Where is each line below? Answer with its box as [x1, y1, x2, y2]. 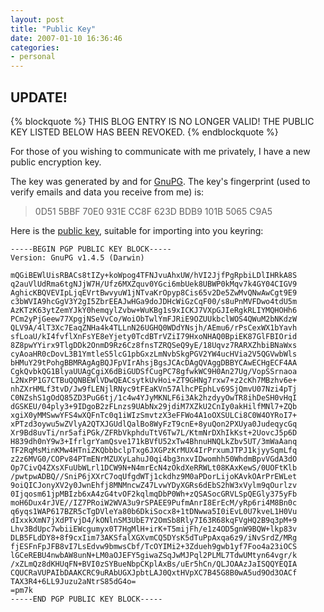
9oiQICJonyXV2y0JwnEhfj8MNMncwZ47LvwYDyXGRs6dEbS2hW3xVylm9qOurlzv [10, 480, 298, 490]
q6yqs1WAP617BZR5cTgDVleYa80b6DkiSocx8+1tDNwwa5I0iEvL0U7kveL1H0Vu [10, 506, 298, 516]
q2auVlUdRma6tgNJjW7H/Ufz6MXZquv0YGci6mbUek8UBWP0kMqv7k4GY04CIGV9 [10, 279, 298, 289]
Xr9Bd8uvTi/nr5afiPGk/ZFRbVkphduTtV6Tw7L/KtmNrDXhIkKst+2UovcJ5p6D [10, 427, 298, 438]
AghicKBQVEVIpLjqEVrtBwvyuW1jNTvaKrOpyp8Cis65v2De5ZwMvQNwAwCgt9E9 [10, 287, 298, 298]
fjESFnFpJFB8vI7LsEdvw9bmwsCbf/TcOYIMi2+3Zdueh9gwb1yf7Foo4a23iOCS [10, 541, 298, 551]
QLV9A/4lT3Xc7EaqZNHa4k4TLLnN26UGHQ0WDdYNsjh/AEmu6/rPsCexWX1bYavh [10, 322, 298, 333]
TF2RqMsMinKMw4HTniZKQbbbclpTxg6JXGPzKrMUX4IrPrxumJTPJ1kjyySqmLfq [10, 445, 298, 455]
